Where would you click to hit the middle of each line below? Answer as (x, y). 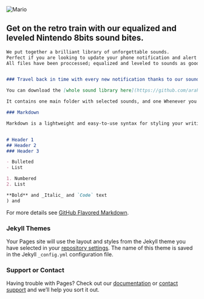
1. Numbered (21, 179)
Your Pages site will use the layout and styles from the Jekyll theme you (96, 241)
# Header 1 (20, 140)
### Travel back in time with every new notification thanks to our (95, 80)
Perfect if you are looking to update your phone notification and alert (102, 58)
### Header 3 (23, 151)
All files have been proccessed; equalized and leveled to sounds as (96, 63)
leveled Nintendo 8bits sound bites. (75, 38)
